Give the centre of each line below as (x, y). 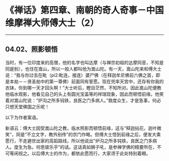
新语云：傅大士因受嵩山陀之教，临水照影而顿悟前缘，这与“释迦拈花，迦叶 (81, 128)
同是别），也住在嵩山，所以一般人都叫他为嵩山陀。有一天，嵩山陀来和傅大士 (83, 69)
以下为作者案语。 (23, 117)
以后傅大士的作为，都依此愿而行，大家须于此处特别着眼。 (91, 153)
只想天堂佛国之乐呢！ (27, 106)
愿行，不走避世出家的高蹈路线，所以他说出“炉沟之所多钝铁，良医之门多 (79, 141)
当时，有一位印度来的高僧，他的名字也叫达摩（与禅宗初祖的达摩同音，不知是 (84, 62)
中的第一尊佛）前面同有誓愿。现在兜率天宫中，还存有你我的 (102, 81)
